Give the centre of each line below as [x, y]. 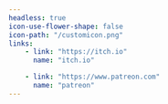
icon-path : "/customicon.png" [66, 35]
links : [21, 43]
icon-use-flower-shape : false [66, 26]
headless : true [37, 18]
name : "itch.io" [63, 60]
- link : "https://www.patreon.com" [93, 77]
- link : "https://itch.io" [76, 52]
